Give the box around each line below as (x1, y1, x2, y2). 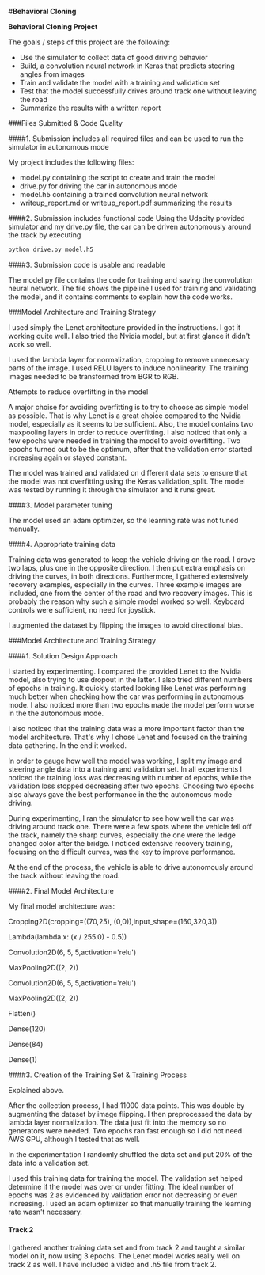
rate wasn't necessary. (8, 1207, 83, 1216)
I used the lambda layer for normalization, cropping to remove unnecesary (8, 355, 250, 364)
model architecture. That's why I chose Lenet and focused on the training (8, 732, 248, 742)
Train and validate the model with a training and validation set (19, 78, 220, 87)
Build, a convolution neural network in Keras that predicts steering (19, 61, 235, 70)
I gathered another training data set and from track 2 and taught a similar (8, 1243, 245, 1253)
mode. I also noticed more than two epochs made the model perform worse (8, 700, 255, 709)
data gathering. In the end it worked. (8, 740, 127, 750)
